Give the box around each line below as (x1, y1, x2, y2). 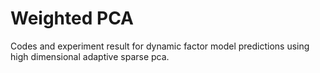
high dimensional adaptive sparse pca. (10, 50, 170, 62)
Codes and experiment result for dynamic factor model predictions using (10, 40, 310, 52)
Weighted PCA (10, 7, 134, 30)
